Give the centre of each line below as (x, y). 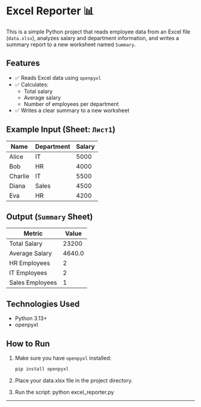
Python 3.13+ (31, 318)
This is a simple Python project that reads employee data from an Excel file (98, 31)
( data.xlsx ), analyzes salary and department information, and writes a (93, 38)
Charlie (19, 176)
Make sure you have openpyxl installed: (63, 358)
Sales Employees (33, 283)
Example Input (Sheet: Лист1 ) (61, 130)
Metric (33, 234)
